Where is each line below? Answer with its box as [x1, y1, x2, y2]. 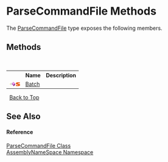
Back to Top [9, 94, 40, 101]
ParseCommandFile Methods [6, 4, 157, 18]
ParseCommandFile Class [6, 142, 71, 149]
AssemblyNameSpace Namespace [6, 148, 94, 156]
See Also [6, 111, 41, 122]
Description [45, 72, 77, 79]
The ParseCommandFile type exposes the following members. [6, 24, 163, 32]
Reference [6, 128, 33, 135]
